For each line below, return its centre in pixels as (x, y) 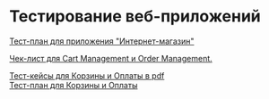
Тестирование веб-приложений (135, 16)
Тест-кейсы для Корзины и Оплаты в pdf (87, 75)
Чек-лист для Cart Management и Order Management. (111, 58)
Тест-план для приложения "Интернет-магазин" (102, 41)
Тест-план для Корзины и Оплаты (74, 85)
